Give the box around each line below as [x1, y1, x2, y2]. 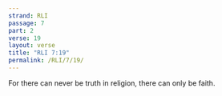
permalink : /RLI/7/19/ [8, 57, 84, 65]
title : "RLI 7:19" [8, 49, 70, 57]
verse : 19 [8, 34, 42, 42]
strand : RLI [8, 11, 48, 20]
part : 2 [8, 26, 34, 34]
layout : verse [8, 42, 56, 50]
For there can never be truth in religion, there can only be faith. [8, 78, 216, 88]
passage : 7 [8, 19, 45, 27]
